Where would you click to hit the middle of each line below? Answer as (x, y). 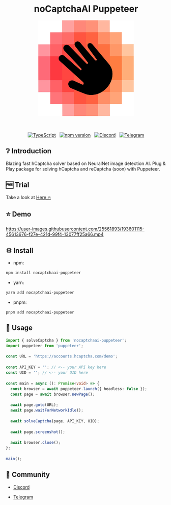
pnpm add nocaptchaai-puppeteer (40, 312)
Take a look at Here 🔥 (28, 197)
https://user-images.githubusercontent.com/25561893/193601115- (75, 229)
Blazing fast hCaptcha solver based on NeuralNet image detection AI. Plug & (86, 163)
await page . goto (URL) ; (34, 405)
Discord (21, 487)
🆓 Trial (18, 185)
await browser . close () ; (35, 443)
